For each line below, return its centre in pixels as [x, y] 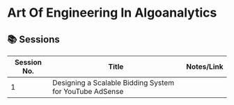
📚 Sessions [34, 39]
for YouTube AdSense [88, 91]
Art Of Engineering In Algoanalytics [112, 13]
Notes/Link [204, 66]
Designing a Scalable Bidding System [113, 83]
